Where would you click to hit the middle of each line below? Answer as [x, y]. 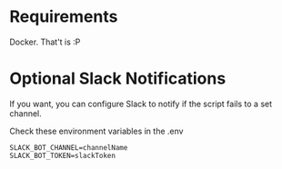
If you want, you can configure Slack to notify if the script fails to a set [141, 104]
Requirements [64, 17]
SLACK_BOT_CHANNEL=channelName [69, 147]
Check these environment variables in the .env [96, 131]
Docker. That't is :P [45, 42]
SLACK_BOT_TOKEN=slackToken [63, 155]
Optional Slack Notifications [118, 79]
